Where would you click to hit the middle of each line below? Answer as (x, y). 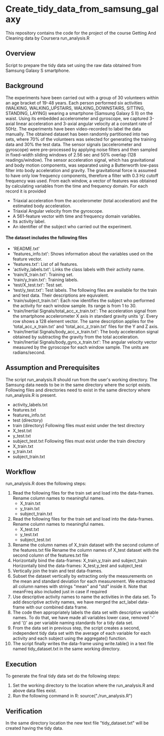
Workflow (21, 472)
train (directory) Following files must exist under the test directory (79, 425)
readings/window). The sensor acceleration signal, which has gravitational (80, 160)
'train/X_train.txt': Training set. (43, 274)
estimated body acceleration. (42, 206)
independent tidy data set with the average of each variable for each (82, 633)
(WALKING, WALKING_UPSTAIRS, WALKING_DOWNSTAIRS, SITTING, (75, 108)
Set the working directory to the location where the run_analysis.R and (83, 686)
